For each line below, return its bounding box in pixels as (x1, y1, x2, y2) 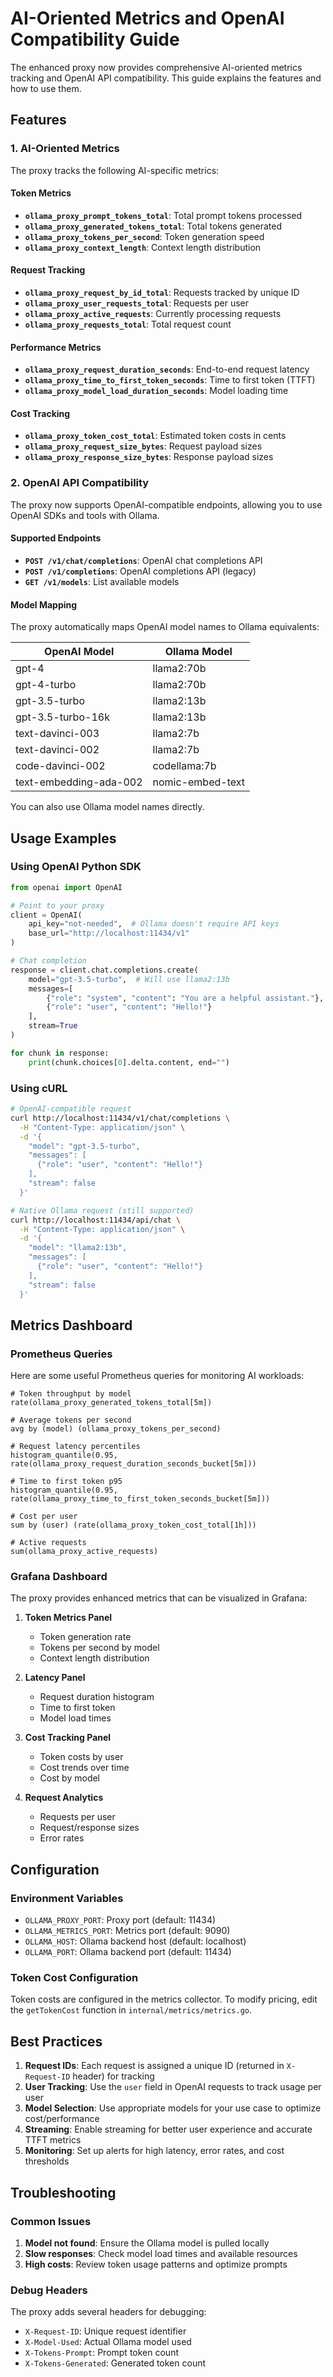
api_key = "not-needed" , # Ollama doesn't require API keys (28, 919, 280, 929)
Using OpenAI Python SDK (10, 860, 142, 874)
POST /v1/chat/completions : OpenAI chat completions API (24, 554, 263, 566)
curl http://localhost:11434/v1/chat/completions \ (10, 1113, 230, 1123)
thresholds (24, 2155, 70, 2167)
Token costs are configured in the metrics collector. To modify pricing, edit (10, 1993, 318, 2006)
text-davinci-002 (15, 743, 100, 757)
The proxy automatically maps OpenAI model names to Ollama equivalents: (10, 621, 320, 633)
